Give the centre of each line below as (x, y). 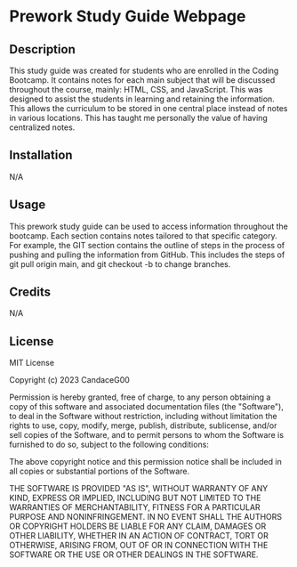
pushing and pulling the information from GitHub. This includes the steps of (147, 255)
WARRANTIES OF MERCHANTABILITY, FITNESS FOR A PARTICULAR (135, 507)
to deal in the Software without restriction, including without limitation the (143, 417)
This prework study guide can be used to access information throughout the (149, 226)
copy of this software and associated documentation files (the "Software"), (147, 407)
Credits (30, 292)
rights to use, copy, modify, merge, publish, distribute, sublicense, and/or (143, 425)
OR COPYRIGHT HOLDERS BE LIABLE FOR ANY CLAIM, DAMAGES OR (138, 526)
